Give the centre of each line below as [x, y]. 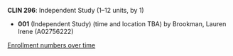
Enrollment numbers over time [52, 45]
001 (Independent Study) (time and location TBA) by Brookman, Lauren [122, 24]
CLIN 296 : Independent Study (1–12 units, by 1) [76, 10]
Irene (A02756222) [45, 32]
